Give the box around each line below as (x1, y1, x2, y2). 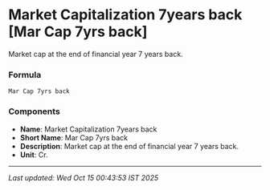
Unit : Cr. (19, 150, 48, 160)
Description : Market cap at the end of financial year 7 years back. (19, 141, 239, 151)
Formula (8, 69, 42, 80)
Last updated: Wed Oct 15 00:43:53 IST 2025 (8, 172, 159, 182)
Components (8, 106, 60, 117)
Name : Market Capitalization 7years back (19, 124, 157, 134)
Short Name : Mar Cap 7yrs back (19, 132, 129, 142)
